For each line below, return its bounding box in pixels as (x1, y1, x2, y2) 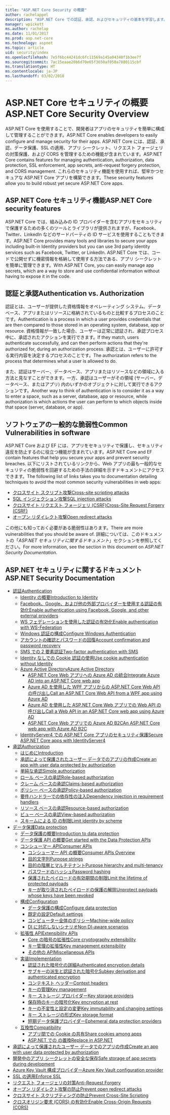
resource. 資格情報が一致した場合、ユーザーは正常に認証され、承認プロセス (5, 328, 164, 334)
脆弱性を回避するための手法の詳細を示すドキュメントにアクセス (31, 467, 164, 473)
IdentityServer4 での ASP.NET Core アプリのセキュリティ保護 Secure (20, 732, 163, 738)
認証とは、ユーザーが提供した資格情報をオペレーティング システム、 (5, 303, 148, 310)
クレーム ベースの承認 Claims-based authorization (20, 781, 123, 787)
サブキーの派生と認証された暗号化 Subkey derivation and (27, 968, 146, 974)
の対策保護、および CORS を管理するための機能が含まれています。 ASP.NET (5, 151, 163, 157)
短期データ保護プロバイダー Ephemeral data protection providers (27, 1018, 162, 1024)
